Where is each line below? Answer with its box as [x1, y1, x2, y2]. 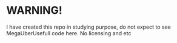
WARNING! [6, 4, 62, 17]
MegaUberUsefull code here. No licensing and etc [6, 29, 132, 36]
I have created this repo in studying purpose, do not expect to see [6, 23, 172, 30]
